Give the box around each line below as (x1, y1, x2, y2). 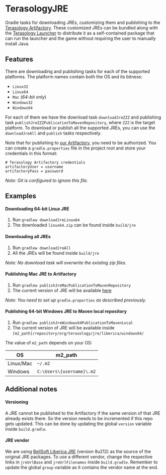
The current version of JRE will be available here (12, 287, 112, 293)
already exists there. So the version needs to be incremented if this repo (5, 415, 153, 421)
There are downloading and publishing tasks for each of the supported (5, 68, 150, 74)
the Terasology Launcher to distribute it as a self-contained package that (5, 30, 155, 36)
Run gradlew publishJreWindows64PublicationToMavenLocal (12, 319, 133, 325)
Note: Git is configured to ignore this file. (5, 177, 88, 183)
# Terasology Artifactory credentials (5, 160, 85, 165)
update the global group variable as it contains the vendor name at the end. (5, 464, 159, 470)
